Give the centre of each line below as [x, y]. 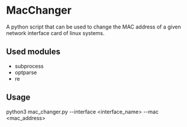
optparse [26, 72]
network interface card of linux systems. [55, 33]
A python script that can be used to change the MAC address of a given [94, 27]
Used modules [33, 52]
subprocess [29, 66]
